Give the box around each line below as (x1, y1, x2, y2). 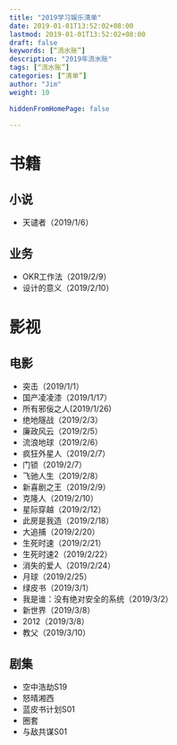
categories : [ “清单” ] (9, 72, 88, 81)
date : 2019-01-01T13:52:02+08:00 (9, 21, 134, 30)
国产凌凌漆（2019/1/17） (21, 392, 112, 403)
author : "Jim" (9, 80, 63, 89)
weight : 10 (9, 88, 50, 97)
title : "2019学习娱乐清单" (9, 13, 102, 22)
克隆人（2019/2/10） (21, 493, 98, 504)
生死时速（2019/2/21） (21, 538, 106, 549)
